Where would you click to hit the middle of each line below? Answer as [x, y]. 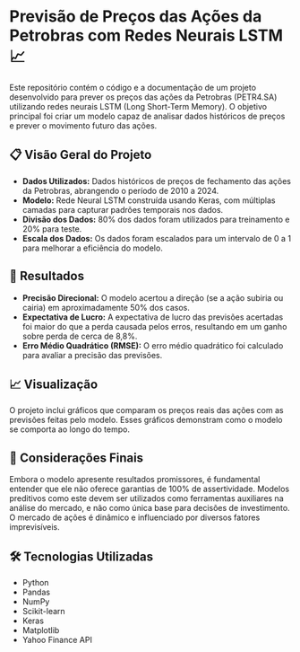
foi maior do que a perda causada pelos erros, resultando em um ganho [154, 326]
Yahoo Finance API [57, 640]
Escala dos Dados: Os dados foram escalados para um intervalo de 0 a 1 [157, 238]
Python [35, 582]
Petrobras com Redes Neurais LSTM [146, 35]
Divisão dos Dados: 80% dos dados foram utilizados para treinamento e [156, 219]
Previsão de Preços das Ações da [136, 17]
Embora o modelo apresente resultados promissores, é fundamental [135, 480]
